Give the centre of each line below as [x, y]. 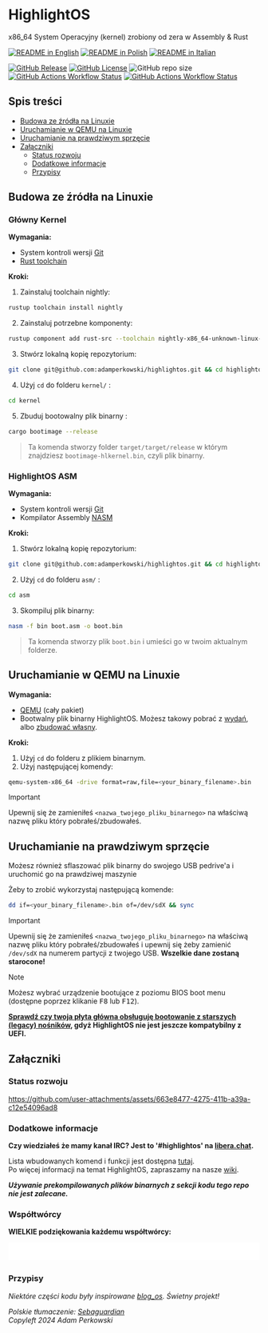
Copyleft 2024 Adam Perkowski [61, 1320]
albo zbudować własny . [58, 727]
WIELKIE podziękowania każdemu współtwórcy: [90, 1232]
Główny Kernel [37, 220]
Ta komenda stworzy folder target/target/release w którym [128, 446]
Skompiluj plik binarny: [57, 610]
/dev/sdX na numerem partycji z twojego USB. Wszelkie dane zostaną [124, 953]
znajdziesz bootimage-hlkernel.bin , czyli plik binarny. [116, 455]
